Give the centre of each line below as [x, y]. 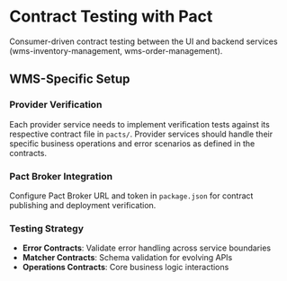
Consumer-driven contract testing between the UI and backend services [143, 41]
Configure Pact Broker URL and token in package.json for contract [131, 196]
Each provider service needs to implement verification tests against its [139, 124]
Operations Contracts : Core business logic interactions [126, 268]
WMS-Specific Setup [70, 79]
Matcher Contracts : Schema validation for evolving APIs [127, 258]
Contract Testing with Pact [111, 17]
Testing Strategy [46, 228]
